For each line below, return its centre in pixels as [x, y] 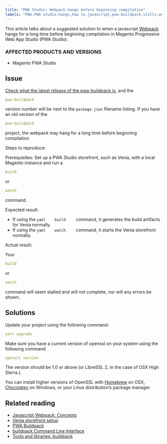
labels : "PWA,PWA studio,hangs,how [42, 14]
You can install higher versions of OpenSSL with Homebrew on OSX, [75, 382]
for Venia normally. [32, 225]
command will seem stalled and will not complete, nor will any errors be [78, 292]
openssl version [22, 358]
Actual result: [19, 245]
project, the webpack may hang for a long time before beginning [71, 133]
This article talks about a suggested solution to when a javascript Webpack [82, 28]
